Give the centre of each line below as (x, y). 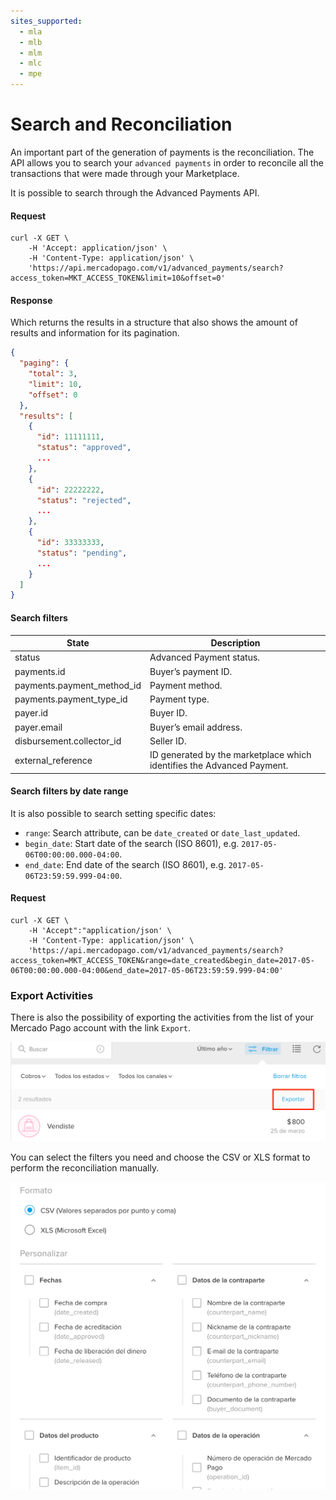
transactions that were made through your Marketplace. (125, 173)
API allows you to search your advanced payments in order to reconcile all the (167, 162)
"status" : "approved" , (84, 448)
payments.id (40, 671)
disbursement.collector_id (68, 741)
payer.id (31, 713)
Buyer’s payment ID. (191, 671)
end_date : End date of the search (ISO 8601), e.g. (125, 864)
